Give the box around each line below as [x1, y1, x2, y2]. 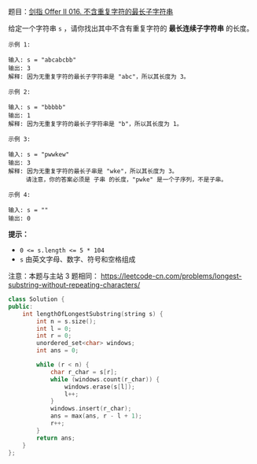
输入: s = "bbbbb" [8, 103, 66, 111]
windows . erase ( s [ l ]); [64, 383, 135, 391]
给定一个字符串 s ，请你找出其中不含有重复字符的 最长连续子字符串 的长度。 [8, 24, 254, 33]
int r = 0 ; [36, 332, 72, 340]
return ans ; [36, 434, 76, 442]
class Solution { [8, 295, 65, 303]
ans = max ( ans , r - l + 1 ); [50, 412, 143, 420]
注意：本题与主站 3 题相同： [8, 271, 100, 280]
